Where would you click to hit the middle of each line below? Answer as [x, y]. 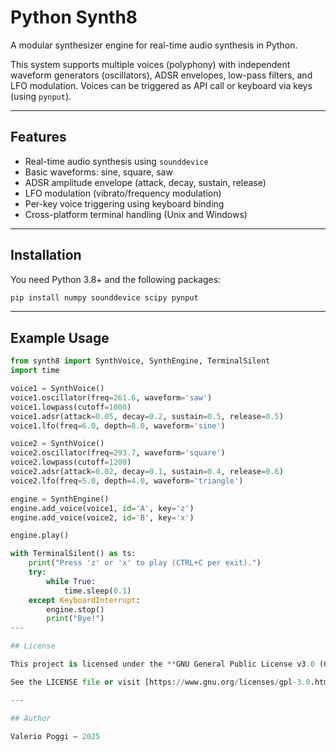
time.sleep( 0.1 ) [97, 591]
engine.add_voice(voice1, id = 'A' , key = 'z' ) [102, 508]
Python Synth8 [74, 17]
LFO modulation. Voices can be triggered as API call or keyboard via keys [161, 85]
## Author [31, 718]
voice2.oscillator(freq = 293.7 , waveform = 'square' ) [118, 453]
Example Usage [60, 337]
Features [38, 137]
